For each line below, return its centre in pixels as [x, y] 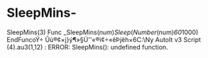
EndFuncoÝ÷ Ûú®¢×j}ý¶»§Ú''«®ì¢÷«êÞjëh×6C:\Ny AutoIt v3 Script [104, 39]
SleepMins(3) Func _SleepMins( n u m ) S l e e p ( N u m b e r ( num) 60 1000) [103, 32]
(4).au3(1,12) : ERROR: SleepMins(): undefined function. [87, 47]
